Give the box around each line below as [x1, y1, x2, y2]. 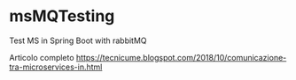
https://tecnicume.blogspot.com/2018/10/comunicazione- [75, 52, 287, 62]
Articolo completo [9, 52, 74, 62]
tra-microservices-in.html [9, 62, 103, 72]
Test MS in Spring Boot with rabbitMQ [9, 35, 148, 46]
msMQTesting [9, 6, 115, 26]
